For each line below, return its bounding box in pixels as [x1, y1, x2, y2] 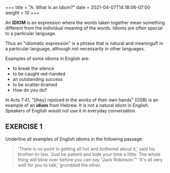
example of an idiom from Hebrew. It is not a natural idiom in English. [5, 102, 150, 108]
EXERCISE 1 [5, 122, 43, 131]
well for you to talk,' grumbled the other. [17, 162, 101, 168]
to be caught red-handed [12, 71, 65, 77]
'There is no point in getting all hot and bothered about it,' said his [17, 146, 155, 152]
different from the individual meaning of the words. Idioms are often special [5, 25, 163, 31]
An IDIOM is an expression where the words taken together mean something [5, 20, 165, 25]
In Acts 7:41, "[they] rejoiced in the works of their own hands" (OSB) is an [5, 97, 158, 103]
